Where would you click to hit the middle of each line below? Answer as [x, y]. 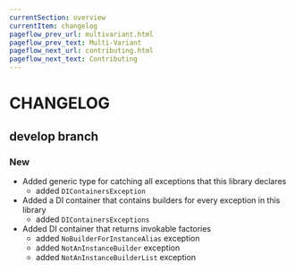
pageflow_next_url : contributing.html [81, 51]
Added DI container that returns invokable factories [117, 228]
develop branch [54, 136]
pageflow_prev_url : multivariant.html [81, 34]
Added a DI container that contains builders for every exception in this [151, 200]
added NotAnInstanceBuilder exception [108, 248]
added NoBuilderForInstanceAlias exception [118, 238]
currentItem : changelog [54, 26]
